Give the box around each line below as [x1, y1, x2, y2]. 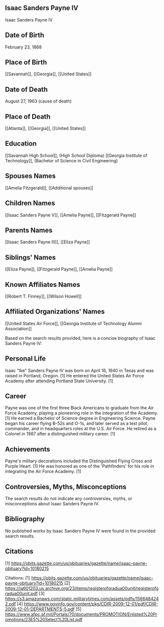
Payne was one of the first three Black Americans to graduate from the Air [5, 405, 154, 411]
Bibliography [5, 515, 45, 523]
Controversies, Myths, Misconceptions [5, 482, 127, 491]
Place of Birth [5, 58, 47, 66]
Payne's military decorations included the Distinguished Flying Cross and [5, 458, 152, 464]
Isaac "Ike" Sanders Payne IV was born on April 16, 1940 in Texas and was [5, 368, 154, 373]
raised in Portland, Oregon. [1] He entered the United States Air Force [5, 372, 144, 378]
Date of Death [5, 85, 48, 93]
